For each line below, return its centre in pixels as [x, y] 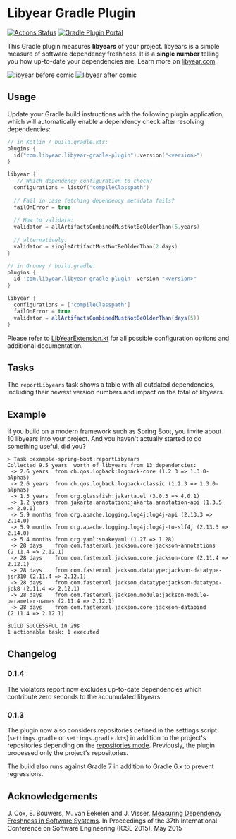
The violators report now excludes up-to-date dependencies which [105, 689]
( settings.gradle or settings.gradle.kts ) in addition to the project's [107, 738]
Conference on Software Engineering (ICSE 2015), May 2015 [95, 828]
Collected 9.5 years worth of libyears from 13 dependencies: [102, 466]
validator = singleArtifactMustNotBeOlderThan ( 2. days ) [96, 246]
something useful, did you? [46, 447]
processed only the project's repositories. [68, 753]
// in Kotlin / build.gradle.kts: [58, 142]
